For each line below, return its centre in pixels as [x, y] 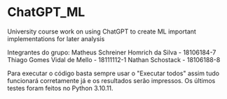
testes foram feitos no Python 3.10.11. [60, 88]
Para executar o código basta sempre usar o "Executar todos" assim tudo [113, 73]
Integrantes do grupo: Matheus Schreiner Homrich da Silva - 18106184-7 [112, 52]
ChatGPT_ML [46, 12]
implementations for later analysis [56, 38]
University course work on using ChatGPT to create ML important [102, 31]
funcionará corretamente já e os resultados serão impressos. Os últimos [111, 80]
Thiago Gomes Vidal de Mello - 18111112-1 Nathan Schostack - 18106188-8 [114, 59]
